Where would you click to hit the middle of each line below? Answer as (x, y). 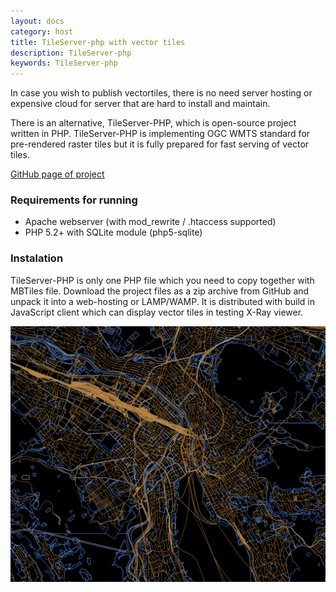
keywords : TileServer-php (64, 63)
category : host (42, 31)
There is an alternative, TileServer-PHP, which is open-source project (153, 123)
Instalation (37, 258)
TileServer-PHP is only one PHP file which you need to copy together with (162, 280)
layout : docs (37, 21)
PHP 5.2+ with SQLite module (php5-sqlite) (113, 232)
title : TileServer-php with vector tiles (98, 42)
